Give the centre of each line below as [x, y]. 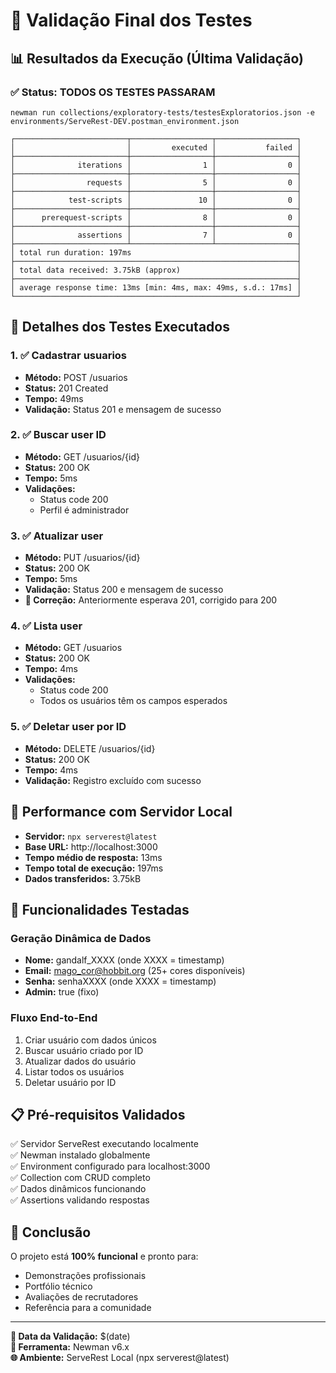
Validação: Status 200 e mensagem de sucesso [124, 590]
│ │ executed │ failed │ [156, 147]
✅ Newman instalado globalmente [80, 1155]
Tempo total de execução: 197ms [94, 868]
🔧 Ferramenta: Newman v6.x [70, 1347]
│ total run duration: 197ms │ [156, 252]
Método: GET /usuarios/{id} [82, 456]
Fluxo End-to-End [54, 1018]
